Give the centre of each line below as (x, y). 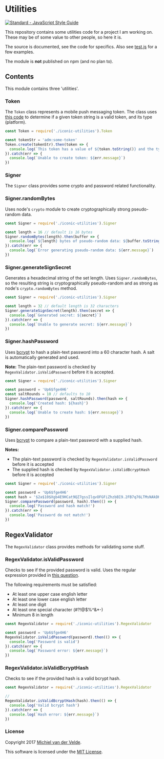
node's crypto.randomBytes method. (41, 288)
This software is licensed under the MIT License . (54, 752)
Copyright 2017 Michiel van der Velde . (43, 742)
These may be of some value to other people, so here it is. (64, 37)
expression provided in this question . (42, 575)
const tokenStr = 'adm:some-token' (41, 140)
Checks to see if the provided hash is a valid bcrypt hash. (63, 678)
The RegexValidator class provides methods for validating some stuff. (75, 546)
